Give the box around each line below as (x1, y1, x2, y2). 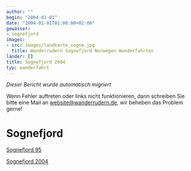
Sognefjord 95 (6, 146, 42, 154)
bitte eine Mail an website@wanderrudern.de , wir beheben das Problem (6, 99, 184, 106)
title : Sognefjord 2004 (6, 59, 66, 65)
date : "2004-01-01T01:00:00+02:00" (6, 20, 95, 26)
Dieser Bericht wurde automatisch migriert (6, 81, 111, 88)
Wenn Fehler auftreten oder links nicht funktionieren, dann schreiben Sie (6, 92, 185, 100)
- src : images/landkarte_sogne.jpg (6, 43, 95, 49)
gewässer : (6, 25, 31, 32)
